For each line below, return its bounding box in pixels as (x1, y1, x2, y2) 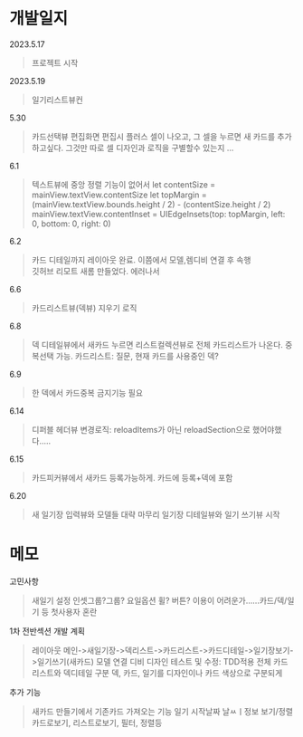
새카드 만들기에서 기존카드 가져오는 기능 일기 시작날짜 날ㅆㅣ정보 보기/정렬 (31, 705, 294, 716)
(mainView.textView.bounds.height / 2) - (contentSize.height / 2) (31, 198, 271, 209)
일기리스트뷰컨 (31, 94, 83, 105)
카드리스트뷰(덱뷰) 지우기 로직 (31, 302, 137, 313)
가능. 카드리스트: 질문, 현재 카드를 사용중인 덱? (55, 350, 219, 361)
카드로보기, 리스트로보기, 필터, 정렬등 (31, 717, 163, 728)
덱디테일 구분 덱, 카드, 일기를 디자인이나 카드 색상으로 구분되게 (62, 667, 283, 678)
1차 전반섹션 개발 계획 (9, 626, 86, 636)
